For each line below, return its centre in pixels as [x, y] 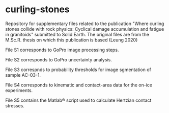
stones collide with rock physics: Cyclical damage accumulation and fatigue [85, 29]
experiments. [19, 90]
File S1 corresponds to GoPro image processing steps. [62, 50]
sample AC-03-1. [23, 75]
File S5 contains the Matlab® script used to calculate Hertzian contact [78, 100]
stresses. [15, 105]
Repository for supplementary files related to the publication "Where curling [85, 24]
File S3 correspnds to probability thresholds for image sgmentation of [78, 70]
